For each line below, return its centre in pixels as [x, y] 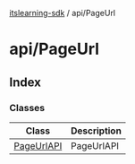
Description [96, 131]
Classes [27, 108]
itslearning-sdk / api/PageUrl [63, 13]
